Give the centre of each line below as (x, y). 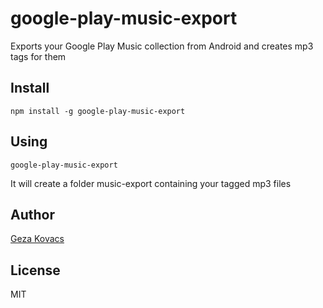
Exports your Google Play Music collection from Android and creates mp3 (162, 46)
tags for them (38, 56)
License (35, 270)
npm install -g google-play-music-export (98, 111)
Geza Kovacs (37, 239)
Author (32, 214)
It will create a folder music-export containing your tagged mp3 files (151, 183)
